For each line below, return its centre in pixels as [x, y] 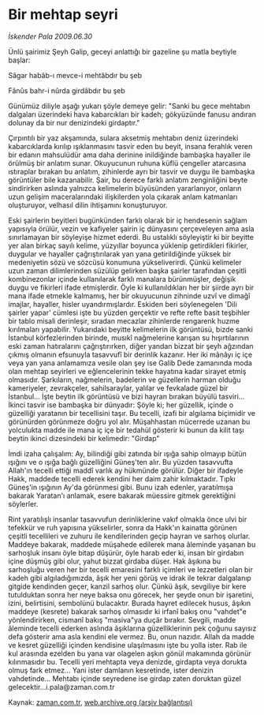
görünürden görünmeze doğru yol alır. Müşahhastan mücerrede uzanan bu [129, 421]
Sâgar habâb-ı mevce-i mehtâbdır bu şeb [75, 75]
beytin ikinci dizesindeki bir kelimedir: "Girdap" [84, 438]
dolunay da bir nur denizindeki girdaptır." [74, 122]
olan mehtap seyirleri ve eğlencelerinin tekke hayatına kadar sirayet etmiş [127, 371]
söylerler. [23, 503]
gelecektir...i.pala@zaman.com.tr [61, 687]
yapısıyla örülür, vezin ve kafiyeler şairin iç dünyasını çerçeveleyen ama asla [131, 228]
